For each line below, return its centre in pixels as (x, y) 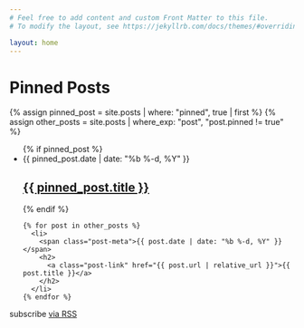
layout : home (34, 43)
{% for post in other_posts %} (81, 226)
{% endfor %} (47, 297)
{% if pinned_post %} (62, 150)
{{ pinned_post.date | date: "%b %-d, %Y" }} (106, 159)
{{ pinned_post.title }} (85, 187)
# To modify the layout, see (64, 26)
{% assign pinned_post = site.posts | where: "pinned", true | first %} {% (142, 112)
